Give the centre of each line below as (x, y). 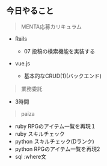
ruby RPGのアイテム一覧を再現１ (55, 126)
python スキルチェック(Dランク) (54, 141)
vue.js (22, 63)
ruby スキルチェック (40, 134)
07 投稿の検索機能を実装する (60, 51)
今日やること (30, 11)
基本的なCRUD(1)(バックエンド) (63, 76)
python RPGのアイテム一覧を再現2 (57, 149)
